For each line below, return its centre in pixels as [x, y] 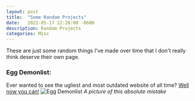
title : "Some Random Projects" [46, 17]
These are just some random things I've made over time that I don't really [96, 50]
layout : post [22, 12]
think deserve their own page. [43, 57]
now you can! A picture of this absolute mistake [86, 91]
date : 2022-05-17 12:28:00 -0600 [50, 23]
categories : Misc [28, 34]
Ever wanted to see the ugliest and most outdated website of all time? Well [97, 85]
